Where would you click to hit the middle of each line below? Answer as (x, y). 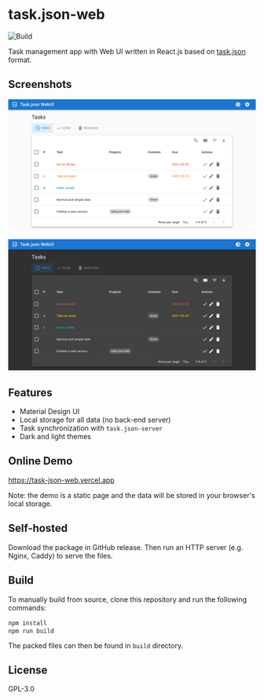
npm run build (31, 631)
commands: (27, 607)
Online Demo (40, 461)
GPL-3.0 (22, 689)
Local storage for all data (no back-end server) (95, 420)
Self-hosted (38, 528)
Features (30, 392)
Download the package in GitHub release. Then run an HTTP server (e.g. (126, 547)
